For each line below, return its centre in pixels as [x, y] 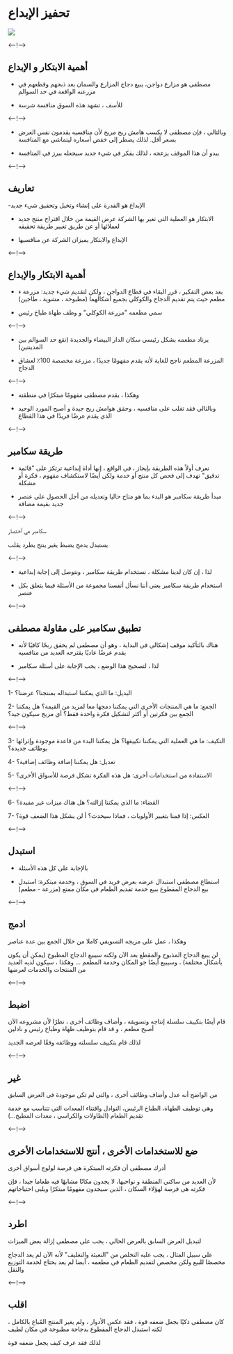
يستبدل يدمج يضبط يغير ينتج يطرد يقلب [58, 545]
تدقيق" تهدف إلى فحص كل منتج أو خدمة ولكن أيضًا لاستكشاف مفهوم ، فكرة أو [119, 476]
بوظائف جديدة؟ [28, 748]
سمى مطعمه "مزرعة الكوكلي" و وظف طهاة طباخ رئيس [90, 312]
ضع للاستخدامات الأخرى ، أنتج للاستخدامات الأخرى [103, 1151]
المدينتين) [30, 347]
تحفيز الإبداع [39, 13]
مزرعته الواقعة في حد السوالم [57, 91]
